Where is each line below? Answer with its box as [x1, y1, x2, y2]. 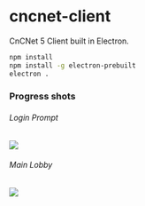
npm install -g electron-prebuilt [9, 60, 137, 70]
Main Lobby [9, 160, 53, 170]
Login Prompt [9, 113, 59, 123]
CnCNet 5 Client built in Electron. [9, 36, 130, 46]
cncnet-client [9, 6, 111, 27]
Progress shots [9, 91, 76, 103]
